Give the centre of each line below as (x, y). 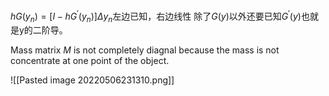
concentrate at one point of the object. (90, 61)
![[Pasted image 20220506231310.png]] (92, 80)
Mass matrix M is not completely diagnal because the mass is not (145, 50)
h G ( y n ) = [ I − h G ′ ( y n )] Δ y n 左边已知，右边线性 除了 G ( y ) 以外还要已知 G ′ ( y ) (156, 16)
